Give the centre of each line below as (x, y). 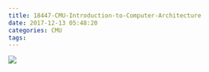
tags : (17, 38)
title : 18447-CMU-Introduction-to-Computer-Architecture (105, 15)
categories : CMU (35, 30)
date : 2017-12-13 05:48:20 (53, 23)
